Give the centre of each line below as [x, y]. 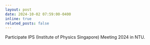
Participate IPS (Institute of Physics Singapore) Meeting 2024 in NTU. [75, 37]
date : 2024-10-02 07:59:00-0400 [38, 14]
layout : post [18, 10]
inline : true [18, 19]
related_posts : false [27, 23]
